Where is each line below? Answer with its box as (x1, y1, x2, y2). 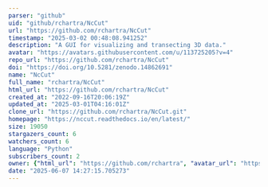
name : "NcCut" (8, 71, 56, 79)
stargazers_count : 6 (8, 130, 77, 138)
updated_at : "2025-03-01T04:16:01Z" (8, 100, 130, 108)
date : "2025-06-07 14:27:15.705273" (8, 167, 130, 175)
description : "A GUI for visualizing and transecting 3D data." (8, 41, 227, 49)
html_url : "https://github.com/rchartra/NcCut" (8, 85, 170, 94)
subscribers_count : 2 (8, 152, 81, 160)
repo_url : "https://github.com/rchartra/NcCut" (8, 56, 170, 64)
